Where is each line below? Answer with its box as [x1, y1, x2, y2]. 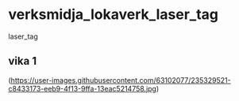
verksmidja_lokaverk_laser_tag [8, 6, 219, 24]
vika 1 [8, 54, 37, 68]
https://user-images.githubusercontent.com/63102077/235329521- [10, 75, 232, 84]
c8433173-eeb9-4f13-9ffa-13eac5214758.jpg [8, 84, 157, 93]
